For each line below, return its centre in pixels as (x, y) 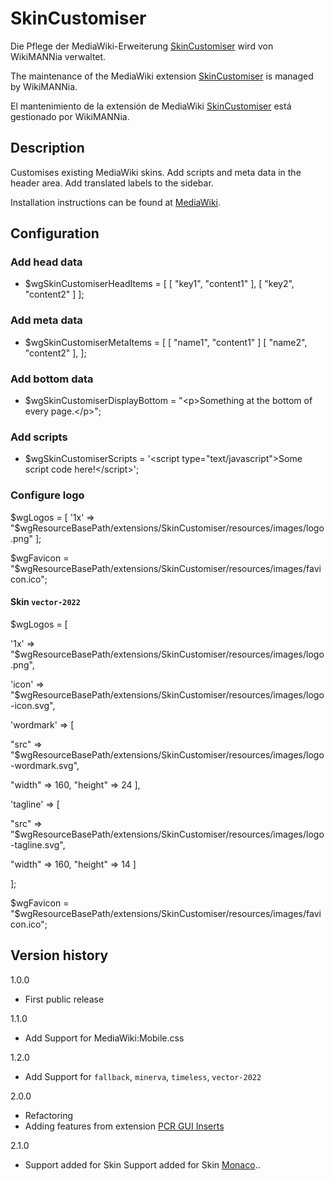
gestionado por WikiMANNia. (70, 116)
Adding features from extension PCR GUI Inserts (124, 1126)
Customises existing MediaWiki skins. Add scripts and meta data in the (156, 172)
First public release (64, 999)
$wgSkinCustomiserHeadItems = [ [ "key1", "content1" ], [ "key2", (159, 284)
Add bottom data (52, 379)
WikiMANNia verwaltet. (58, 56)
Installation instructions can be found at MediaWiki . (116, 202)
